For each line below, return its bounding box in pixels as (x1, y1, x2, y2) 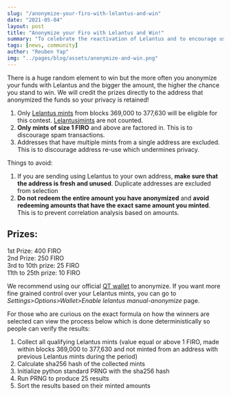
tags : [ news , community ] (7, 42, 78, 49)
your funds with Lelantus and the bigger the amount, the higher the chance (7, 80, 220, 89)
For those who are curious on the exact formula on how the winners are (7, 310, 210, 318)
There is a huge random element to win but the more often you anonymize (7, 74, 217, 82)
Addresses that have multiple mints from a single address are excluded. (16, 138, 220, 146)
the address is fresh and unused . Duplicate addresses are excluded (16, 179, 211, 188)
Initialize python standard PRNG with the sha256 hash (16, 367, 170, 375)
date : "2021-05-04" (7, 16, 63, 23)
